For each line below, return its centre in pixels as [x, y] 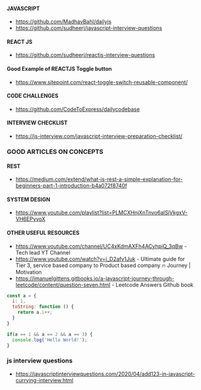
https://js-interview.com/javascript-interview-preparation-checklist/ [99, 136]
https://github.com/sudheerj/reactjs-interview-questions [85, 55]
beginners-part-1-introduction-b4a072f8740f [71, 186]
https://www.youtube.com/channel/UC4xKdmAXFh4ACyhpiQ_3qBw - [101, 246]
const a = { [22, 296]
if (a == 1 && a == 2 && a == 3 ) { [50, 334]
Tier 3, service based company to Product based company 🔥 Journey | [103, 265]
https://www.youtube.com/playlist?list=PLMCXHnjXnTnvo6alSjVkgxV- [101, 213]
